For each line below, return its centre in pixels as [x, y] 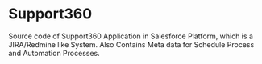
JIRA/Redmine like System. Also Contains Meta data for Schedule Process [131, 44]
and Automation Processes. [54, 53]
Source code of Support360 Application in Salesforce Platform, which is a [131, 36]
